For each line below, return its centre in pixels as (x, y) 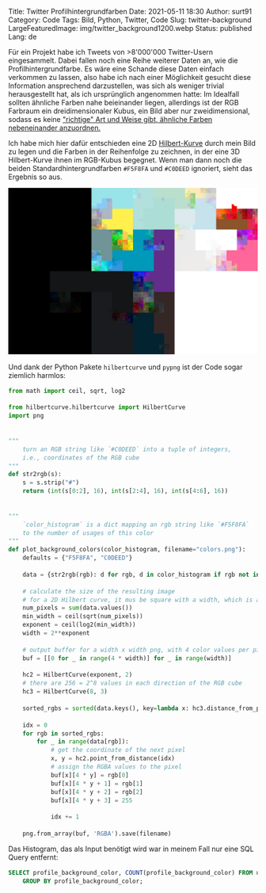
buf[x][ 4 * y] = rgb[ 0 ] (89, 775)
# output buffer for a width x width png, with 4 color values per (136, 650)
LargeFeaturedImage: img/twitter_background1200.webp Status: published (130, 28)
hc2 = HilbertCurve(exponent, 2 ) (78, 675)
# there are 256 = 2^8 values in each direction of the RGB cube (133, 683)
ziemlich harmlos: (37, 375)
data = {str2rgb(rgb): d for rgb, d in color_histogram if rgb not (136, 574)
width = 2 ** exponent (56, 633)
